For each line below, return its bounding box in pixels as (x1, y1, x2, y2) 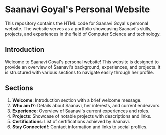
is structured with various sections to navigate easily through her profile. (5, 69, 154, 75)
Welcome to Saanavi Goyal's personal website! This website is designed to (5, 59, 159, 65)
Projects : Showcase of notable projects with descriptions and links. (12, 113, 152, 119)
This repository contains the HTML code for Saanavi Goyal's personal (5, 20, 148, 26)
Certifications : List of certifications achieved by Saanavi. (12, 118, 131, 124)
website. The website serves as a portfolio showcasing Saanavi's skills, (5, 25, 152, 31)
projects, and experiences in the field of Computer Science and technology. (5, 31, 161, 37)
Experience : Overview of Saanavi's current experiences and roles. (12, 108, 150, 114)
